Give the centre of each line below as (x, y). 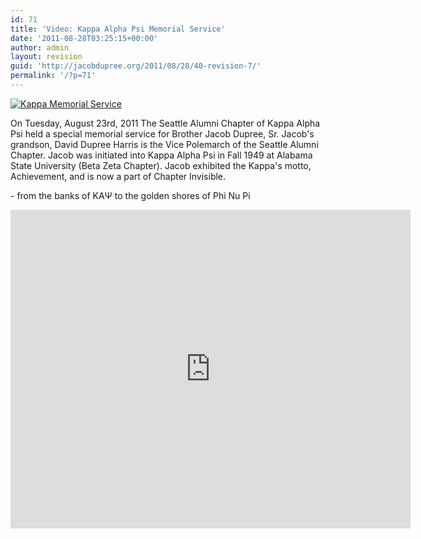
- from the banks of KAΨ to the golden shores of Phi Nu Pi (130, 195)
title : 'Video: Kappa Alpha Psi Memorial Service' (118, 29)
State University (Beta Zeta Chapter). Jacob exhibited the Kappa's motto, (161, 165)
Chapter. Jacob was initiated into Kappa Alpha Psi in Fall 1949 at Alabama (161, 155)
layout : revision (46, 57)
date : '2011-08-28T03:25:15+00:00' (84, 38)
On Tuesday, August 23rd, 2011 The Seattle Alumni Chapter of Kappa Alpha (165, 123)
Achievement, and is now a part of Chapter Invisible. (118, 176)
